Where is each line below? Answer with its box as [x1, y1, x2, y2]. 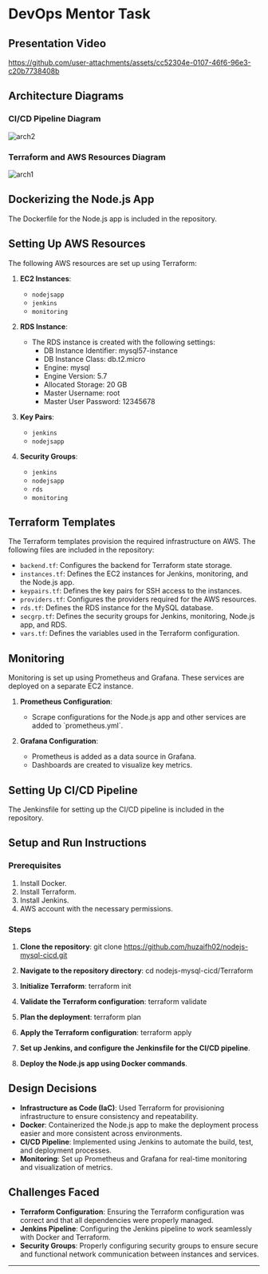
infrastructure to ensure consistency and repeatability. [19, 1111, 199, 1121]
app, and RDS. [19, 620, 68, 629]
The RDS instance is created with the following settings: [31, 337, 215, 347]
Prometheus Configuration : [19, 697, 113, 707]
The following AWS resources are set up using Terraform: [8, 258, 197, 268]
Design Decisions [8, 1082, 97, 1095]
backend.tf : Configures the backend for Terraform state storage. [19, 561, 233, 570]
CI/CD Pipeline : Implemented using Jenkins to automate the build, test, [19, 1137, 254, 1146]
